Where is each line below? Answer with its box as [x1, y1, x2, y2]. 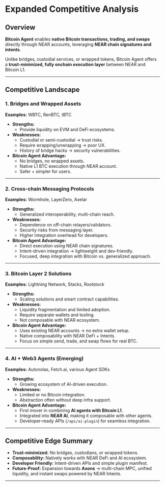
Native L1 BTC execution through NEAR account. [19, 163, 117, 169]
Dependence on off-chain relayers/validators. [19, 222, 112, 227]
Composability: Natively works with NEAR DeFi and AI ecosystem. [12, 455, 147, 461]
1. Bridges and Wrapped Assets [5, 100, 82, 107]
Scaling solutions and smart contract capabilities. [19, 296, 119, 302]
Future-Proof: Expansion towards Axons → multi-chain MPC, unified [12, 465, 152, 472]
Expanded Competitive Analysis [5, 3, 139, 15]
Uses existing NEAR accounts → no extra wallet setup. [19, 328, 130, 334]
